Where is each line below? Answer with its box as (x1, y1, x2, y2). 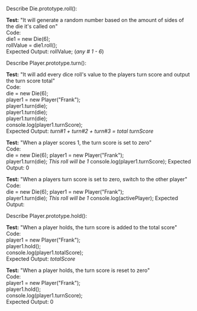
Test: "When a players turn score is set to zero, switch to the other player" (6, 176, 188, 182)
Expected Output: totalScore (6, 255, 76, 262)
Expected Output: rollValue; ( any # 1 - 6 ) (6, 48, 105, 55)
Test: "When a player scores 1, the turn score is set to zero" (6, 139, 152, 146)
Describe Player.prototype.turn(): (6, 59, 87, 66)
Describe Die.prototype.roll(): (6, 5, 77, 12)
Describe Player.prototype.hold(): (6, 213, 88, 219)
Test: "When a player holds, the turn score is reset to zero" (6, 267, 150, 274)
